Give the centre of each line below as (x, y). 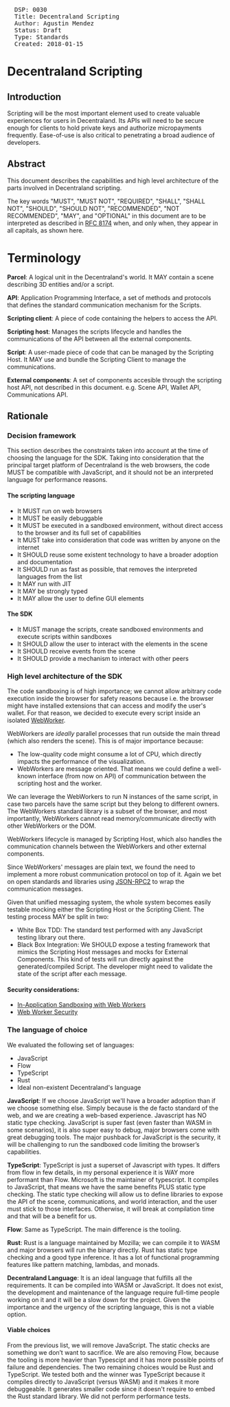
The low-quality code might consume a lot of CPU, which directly (109, 754)
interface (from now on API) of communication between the (122, 776)
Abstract (26, 164)
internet (28, 547)
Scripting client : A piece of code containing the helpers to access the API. (112, 318)
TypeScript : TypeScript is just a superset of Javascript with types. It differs (114, 1165)
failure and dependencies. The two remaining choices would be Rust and (111, 1367)
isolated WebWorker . (36, 721)
